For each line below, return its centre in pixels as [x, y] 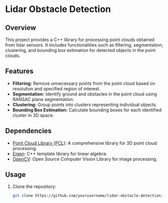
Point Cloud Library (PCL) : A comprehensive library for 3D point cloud [85, 143]
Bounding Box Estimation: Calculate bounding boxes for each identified [87, 110]
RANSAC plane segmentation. [43, 99]
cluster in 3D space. [33, 115]
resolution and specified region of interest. [56, 88]
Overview [21, 28]
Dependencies [28, 131]
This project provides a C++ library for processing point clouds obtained [80, 39]
